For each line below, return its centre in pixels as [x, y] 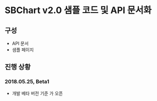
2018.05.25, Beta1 [27, 82]
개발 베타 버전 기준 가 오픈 [37, 93]
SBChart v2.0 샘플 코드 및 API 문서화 [78, 10]
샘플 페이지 [23, 50]
